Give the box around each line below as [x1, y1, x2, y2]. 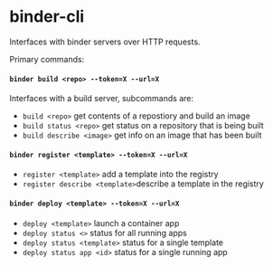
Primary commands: [9, 53, 85, 64]
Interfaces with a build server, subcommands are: [9, 93, 194, 104]
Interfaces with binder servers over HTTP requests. [9, 36, 201, 47]
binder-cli [9, 6, 85, 27]
